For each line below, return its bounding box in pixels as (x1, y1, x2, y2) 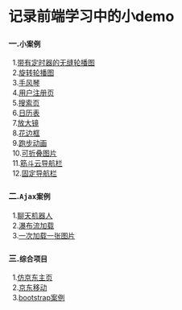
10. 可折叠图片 (11, 148, 58, 158)
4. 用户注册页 (11, 88, 55, 97)
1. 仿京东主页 (11, 273, 53, 283)
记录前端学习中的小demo (8, 7, 175, 26)
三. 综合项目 (8, 253, 48, 264)
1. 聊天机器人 (11, 210, 53, 220)
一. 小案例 (8, 38, 41, 49)
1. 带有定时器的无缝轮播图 (11, 58, 95, 68)
